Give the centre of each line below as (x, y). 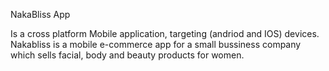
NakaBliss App (40, 14)
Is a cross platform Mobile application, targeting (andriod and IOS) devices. (165, 33)
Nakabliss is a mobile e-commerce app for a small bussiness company (156, 44)
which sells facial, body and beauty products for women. (127, 55)
